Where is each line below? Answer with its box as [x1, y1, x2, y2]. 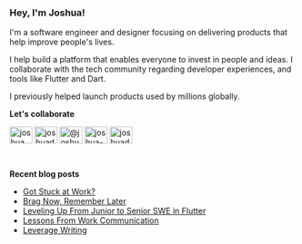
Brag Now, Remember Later [22, 196, 126, 207]
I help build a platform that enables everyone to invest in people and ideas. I [9, 54, 293, 65]
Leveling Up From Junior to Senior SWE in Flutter [22, 206, 206, 217]
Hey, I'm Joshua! [9, 6, 86, 19]
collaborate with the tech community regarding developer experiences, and [9, 63, 292, 74]
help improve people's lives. [9, 36, 115, 47]
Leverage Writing [22, 225, 88, 236]
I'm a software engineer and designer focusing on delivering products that [9, 27, 288, 38]
